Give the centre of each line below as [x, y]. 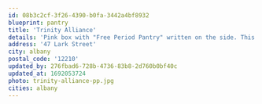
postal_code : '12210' [44, 59]
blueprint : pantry [38, 23]
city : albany [30, 52]
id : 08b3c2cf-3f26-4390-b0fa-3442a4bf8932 [79, 15]
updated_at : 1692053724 [47, 74]
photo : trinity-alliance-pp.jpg [61, 81]
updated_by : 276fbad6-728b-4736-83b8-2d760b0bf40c [93, 66]
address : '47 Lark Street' [52, 45]
